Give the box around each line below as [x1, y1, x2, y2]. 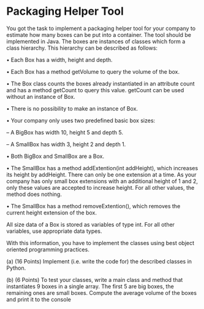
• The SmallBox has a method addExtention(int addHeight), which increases [6, 164, 198, 171]
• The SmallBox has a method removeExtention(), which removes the [6, 202, 181, 209]
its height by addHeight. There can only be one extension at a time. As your [6, 171, 197, 178]
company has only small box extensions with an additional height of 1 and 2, [6, 177, 198, 185]
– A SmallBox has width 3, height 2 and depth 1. [6, 140, 126, 148]
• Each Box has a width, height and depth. [6, 56, 113, 63]
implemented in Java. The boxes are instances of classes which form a [6, 37, 186, 45]
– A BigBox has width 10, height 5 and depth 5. [6, 128, 124, 136]
